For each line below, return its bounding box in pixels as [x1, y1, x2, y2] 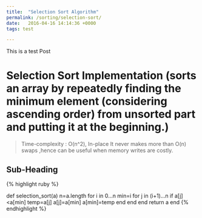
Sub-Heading [6, 164, 58, 174]
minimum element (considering [6, 94, 168, 108]
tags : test [6, 25, 34, 32]
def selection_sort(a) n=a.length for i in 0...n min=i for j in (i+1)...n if [6, 192, 173, 199]
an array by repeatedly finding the [6, 82, 181, 96]
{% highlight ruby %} [6, 180, 59, 188]
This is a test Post [6, 48, 51, 55]
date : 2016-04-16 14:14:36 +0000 [6, 20, 96, 26]
